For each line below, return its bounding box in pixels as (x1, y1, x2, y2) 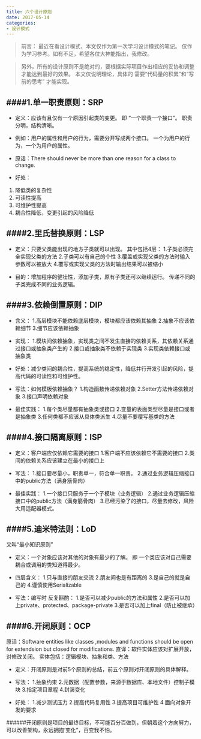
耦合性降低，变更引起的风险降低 (14, 209, 94, 217)
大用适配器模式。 (14, 504, 58, 512)
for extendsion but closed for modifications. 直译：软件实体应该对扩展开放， (6, 645, 195, 653)
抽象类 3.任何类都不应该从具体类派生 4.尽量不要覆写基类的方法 (20, 413, 175, 420)
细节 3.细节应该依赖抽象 (20, 325, 80, 332)
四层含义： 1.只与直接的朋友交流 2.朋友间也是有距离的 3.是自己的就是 (14, 574, 185, 581)
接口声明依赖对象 (26, 392, 69, 399)
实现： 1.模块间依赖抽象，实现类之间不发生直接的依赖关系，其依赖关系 (14, 337, 189, 344)
